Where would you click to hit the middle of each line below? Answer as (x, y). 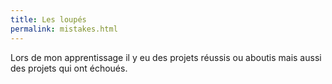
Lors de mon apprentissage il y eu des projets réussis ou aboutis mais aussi (166, 57)
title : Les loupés (48, 19)
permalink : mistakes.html (64, 29)
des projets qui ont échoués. (69, 68)
